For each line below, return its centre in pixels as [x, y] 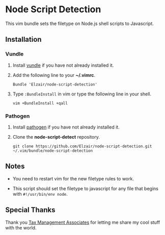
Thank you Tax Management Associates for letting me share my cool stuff [83, 222]
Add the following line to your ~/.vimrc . [54, 75]
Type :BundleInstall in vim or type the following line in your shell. [82, 94]
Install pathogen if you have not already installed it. [66, 127]
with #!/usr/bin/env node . [40, 194]
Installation [23, 40]
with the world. [21, 227]
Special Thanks [30, 210]
